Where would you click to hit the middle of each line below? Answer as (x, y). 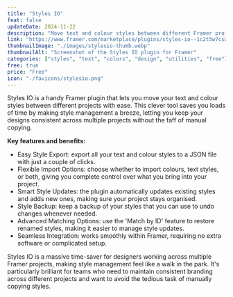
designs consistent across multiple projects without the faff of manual (107, 120)
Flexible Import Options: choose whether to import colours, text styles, (118, 169)
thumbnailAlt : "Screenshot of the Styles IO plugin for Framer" (102, 53)
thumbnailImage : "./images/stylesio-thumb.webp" (79, 46)
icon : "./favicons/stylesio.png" (55, 78)
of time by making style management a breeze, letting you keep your (105, 113)
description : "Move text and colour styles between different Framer (110, 33)
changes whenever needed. (57, 214)
